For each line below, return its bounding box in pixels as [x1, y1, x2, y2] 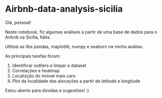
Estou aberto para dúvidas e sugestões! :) [5, 87, 89, 93]
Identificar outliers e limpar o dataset [12, 62, 86, 68]
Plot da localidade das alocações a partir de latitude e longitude [12, 78, 141, 84]
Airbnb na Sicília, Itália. [5, 34, 51, 40]
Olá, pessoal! [5, 20, 32, 25]
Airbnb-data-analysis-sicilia [5, 3, 123, 15]
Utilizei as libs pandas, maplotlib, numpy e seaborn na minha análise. [5, 43, 143, 49]
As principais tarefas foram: [5, 53, 61, 59]
